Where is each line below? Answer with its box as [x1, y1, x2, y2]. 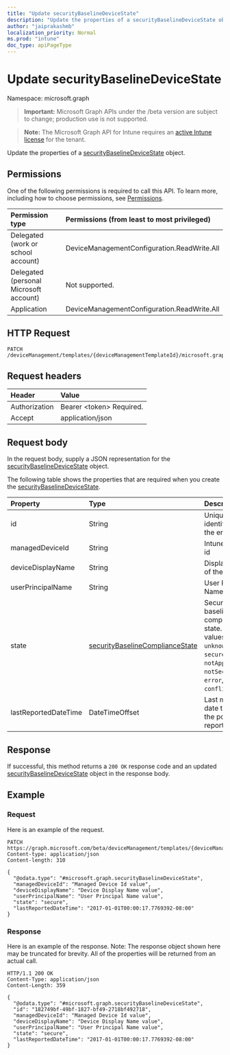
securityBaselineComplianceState [88, 641, 198, 650]
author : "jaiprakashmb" [7, 23, 75, 29]
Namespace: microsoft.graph [7, 94, 90, 102]
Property [10, 499, 40, 508]
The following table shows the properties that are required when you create [7, 475, 220, 484]
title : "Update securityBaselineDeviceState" [7, 10, 139, 17]
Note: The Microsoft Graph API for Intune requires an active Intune [23, 128, 212, 136]
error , [204, 675, 224, 685]
